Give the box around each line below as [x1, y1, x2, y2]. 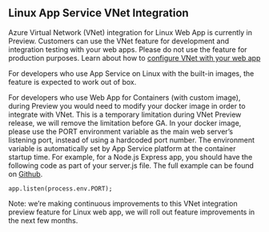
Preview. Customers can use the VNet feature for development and [8, 36, 230, 46]
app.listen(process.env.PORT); [8, 184, 113, 193]
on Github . [8, 169, 43, 178]
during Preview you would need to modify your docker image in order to [8, 101, 246, 110]
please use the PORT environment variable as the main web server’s [8, 126, 234, 136]
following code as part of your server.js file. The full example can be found [8, 160, 255, 170]
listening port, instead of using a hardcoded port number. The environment [8, 135, 255, 145]
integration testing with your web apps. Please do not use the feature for [8, 44, 247, 54]
